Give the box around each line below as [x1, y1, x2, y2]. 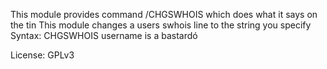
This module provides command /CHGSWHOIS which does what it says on [10, 9, 318, 20]
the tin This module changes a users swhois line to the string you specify [10, 19, 312, 31]
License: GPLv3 [10, 49, 75, 61]
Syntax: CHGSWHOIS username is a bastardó [10, 30, 198, 41]
